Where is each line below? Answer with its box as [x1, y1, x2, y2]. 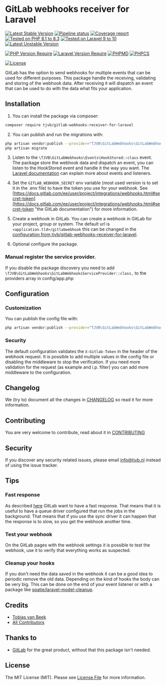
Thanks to [5, 634, 37, 642]
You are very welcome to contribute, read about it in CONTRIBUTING [5, 430, 145, 436]
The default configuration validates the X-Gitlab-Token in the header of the [5, 348, 158, 354]
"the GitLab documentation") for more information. [35, 206, 138, 212]
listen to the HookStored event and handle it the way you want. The [12, 165, 150, 171]
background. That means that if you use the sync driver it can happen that [5, 513, 157, 519]
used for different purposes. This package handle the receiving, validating [5, 75, 156, 81]
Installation [5, 100, 41, 108]
